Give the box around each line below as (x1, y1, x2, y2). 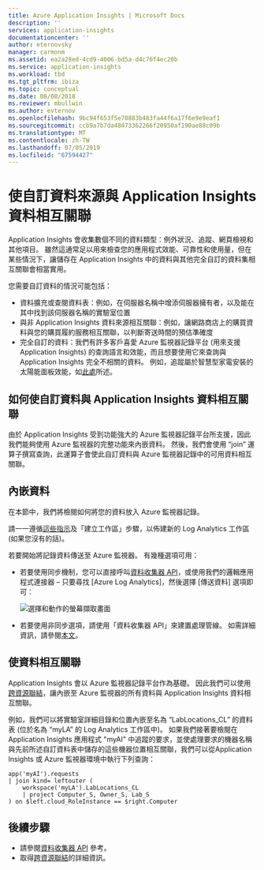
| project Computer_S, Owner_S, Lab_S (22, 790, 150, 798)
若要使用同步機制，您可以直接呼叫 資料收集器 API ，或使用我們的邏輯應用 (19, 567, 255, 576)
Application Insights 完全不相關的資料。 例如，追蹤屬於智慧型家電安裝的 (19, 357, 254, 367)
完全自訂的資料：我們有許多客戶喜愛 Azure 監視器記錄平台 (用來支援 (19, 337, 241, 347)
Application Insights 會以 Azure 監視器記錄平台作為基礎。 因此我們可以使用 (8, 678, 251, 688)
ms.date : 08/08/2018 (8, 92, 76, 100)
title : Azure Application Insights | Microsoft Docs (8, 11, 185, 20)
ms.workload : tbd (8, 70, 65, 78)
